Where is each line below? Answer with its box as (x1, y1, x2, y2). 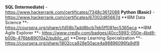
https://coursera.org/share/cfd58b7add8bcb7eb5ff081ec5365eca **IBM (5, 25, 152, 31)
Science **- (5, 19, 29, 25)
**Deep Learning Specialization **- (70, 35, 142, 41)
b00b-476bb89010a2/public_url (5, 35, 69, 41)
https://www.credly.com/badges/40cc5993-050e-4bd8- (41, 30, 156, 35)
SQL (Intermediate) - (5, 4, 48, 10)
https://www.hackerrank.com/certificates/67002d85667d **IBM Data (5, 15, 145, 20)
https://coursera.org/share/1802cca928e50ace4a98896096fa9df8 (5, 40, 140, 46)
